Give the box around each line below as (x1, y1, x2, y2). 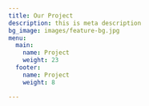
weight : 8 (22, 78, 56, 86)
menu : (8, 33, 26, 42)
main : (15, 41, 34, 49)
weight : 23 (22, 57, 59, 65)
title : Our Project (8, 11, 74, 20)
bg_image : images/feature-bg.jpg (8, 26, 120, 34)
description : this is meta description (8, 19, 142, 27)
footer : (15, 64, 42, 72)
